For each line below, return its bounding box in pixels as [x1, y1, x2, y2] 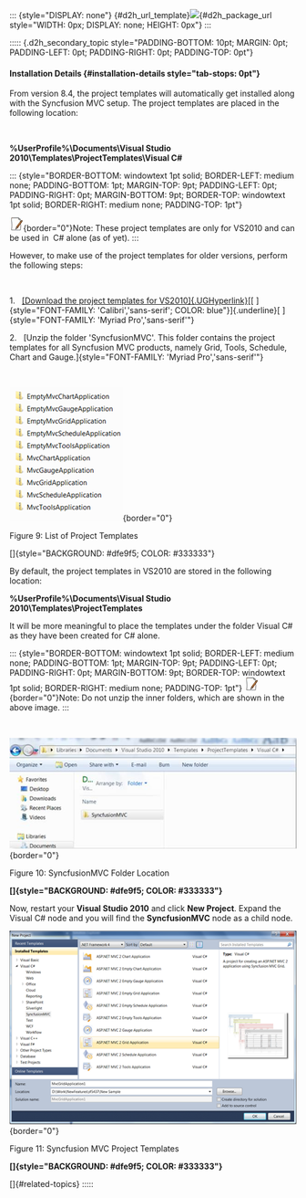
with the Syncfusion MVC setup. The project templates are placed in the [9, 98, 280, 109]
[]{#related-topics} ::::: [9, 1179, 94, 1190]
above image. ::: [9, 702, 70, 713]
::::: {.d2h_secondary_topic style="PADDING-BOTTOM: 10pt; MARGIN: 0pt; [9, 37, 289, 47]
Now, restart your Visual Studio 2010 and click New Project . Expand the [9, 903, 281, 914]
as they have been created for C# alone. [9, 630, 161, 641]
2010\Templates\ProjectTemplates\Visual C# [9, 152, 183, 163]
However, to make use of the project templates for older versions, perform [9, 250, 289, 261]
